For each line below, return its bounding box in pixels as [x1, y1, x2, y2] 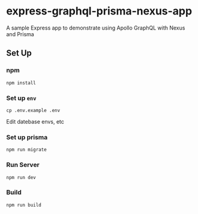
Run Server [6, 161, 40, 169]
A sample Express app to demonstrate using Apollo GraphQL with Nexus [6, 24, 185, 31]
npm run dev [6, 174, 36, 180]
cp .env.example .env [6, 107, 61, 113]
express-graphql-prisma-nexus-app [6, 4, 193, 18]
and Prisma [6, 30, 34, 37]
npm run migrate [6, 146, 47, 153]
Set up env [6, 93, 37, 102]
